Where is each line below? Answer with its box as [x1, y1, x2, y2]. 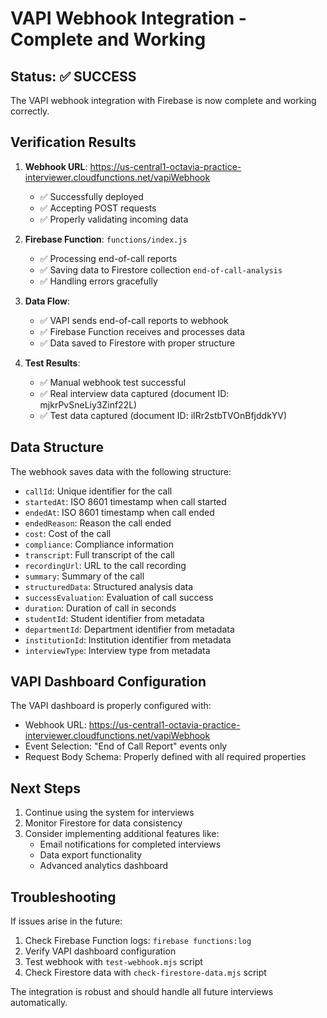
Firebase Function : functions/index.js [24, 233, 188, 245]
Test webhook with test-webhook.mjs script [24, 956, 203, 968]
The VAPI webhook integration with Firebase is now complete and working [10, 95, 317, 106]
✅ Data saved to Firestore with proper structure [39, 337, 236, 349]
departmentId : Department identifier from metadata [24, 623, 235, 635]
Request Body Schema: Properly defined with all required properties [24, 751, 307, 763]
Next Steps [10, 780, 81, 797]
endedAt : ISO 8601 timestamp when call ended [24, 506, 215, 518]
